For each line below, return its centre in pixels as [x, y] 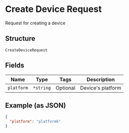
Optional [65, 88]
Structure [20, 39]
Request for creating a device [35, 23]
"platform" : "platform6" [35, 122]
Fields [15, 66]
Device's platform [101, 88]
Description [101, 79]
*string [42, 88]
